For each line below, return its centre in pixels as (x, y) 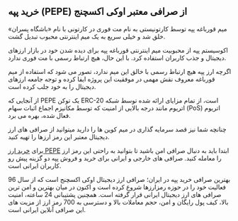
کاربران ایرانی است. (35, 166)
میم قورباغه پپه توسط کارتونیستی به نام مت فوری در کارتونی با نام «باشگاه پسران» (118, 28)
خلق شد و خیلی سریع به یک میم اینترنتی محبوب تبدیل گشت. (87, 36)
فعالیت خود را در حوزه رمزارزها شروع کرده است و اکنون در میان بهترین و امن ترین (117, 187)
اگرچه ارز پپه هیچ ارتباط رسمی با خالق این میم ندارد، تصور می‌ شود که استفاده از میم (120, 71)
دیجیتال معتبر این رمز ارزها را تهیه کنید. (59, 136)
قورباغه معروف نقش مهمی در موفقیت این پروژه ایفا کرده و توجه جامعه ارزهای (112, 79)
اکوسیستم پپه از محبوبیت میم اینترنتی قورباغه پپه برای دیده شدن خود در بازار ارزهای (118, 50)
